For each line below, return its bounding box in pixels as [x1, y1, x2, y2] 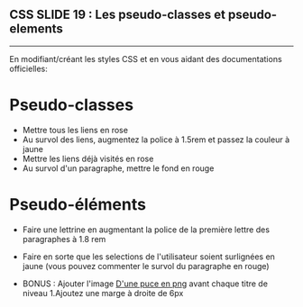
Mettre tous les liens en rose [22, 124, 129, 135]
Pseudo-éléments [9, 194, 147, 214]
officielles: [9, 63, 48, 74]
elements [9, 22, 63, 37]
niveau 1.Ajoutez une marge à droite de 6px [22, 287, 184, 298]
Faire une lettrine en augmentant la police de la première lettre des [22, 224, 271, 235]
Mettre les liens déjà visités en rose [22, 153, 154, 164]
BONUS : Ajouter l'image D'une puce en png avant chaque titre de [22, 278, 269, 289]
